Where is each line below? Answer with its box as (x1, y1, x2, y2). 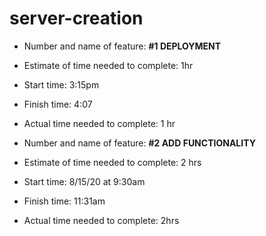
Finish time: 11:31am (23, 195, 106, 207)
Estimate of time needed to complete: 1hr (23, 59, 194, 71)
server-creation (9, 7, 144, 30)
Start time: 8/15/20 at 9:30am (23, 175, 146, 187)
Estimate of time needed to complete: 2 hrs (23, 156, 202, 168)
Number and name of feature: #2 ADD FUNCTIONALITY (23, 137, 256, 149)
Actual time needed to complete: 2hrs (23, 214, 180, 226)
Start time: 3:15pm (23, 78, 100, 91)
